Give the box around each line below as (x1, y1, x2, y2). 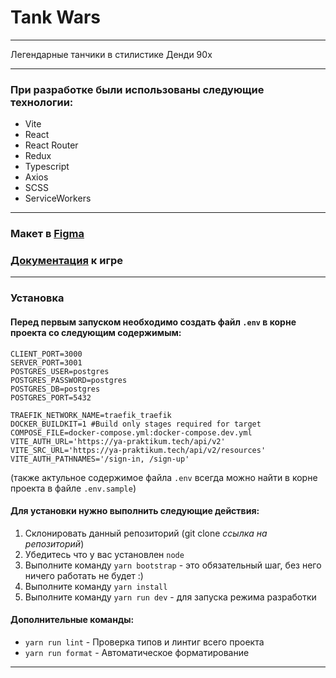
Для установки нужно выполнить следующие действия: (10, 505, 260, 517)
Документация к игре (10, 254, 123, 268)
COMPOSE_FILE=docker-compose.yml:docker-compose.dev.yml (10, 427, 253, 438)
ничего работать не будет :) (24, 569, 144, 581)
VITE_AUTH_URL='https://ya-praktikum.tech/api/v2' (10, 436, 226, 446)
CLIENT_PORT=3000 (10, 349, 83, 359)
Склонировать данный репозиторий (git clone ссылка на (24, 527, 268, 539)
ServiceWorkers (24, 192, 92, 205)
